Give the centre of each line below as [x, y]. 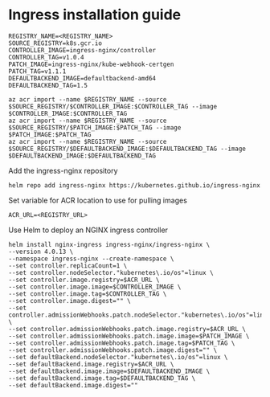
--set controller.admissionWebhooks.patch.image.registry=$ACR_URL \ [127, 329]
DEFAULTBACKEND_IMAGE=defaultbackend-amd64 [82, 78]
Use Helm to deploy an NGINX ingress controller [88, 230]
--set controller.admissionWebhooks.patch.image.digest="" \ [113, 350]
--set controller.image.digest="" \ [70, 301]
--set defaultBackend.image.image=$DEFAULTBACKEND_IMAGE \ [109, 371]
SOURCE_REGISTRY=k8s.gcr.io [55, 43]
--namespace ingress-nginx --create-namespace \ [91, 259]
